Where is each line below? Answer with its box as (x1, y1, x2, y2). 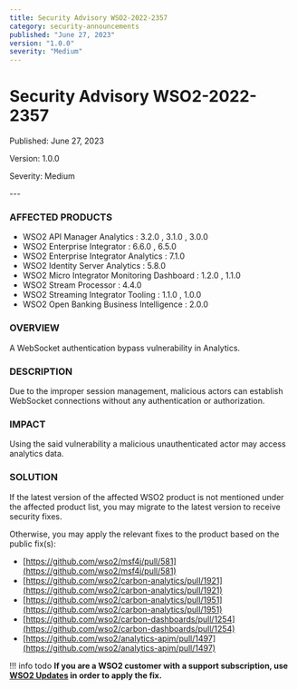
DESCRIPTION (9, 365, 73, 378)
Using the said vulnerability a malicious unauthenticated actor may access (9, 439, 287, 449)
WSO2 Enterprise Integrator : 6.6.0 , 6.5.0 (22, 241, 177, 252)
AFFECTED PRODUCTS (9, 211, 113, 223)
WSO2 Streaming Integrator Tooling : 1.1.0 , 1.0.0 (22, 290, 202, 301)
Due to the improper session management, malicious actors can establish (9, 385, 283, 396)
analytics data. (9, 448, 64, 459)
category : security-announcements (9, 22, 140, 31)
